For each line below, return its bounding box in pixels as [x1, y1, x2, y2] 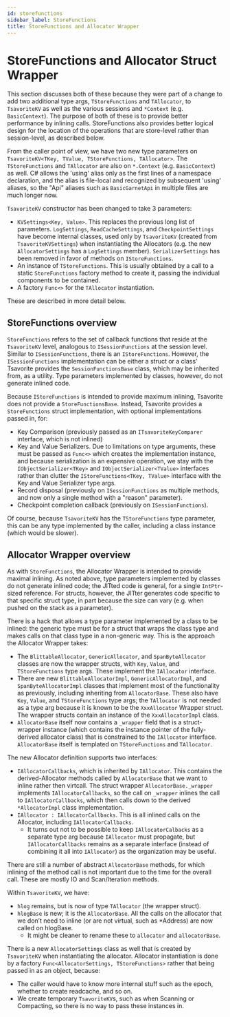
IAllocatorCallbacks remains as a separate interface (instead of [27, 839, 209, 848]
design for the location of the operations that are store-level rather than [7, 127, 209, 135]
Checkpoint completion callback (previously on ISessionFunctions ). [16, 501, 209, 510]
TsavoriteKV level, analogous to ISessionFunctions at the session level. [7, 342, 207, 351]
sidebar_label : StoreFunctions [7, 17, 97, 23]
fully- [191, 725, 207, 733]
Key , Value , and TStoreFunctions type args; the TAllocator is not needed [16, 696, 221, 704]
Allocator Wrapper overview [7, 549, 131, 560]
